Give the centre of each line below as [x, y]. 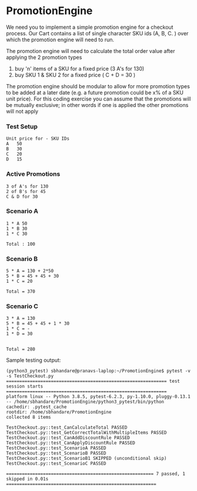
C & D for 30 [22, 196]
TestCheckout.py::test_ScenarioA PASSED [56, 448]
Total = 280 [21, 349]
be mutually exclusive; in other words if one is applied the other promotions [97, 105]
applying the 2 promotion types [44, 57]
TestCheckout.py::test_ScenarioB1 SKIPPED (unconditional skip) [86, 459]
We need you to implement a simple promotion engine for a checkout [90, 27]
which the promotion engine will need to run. [60, 39]
